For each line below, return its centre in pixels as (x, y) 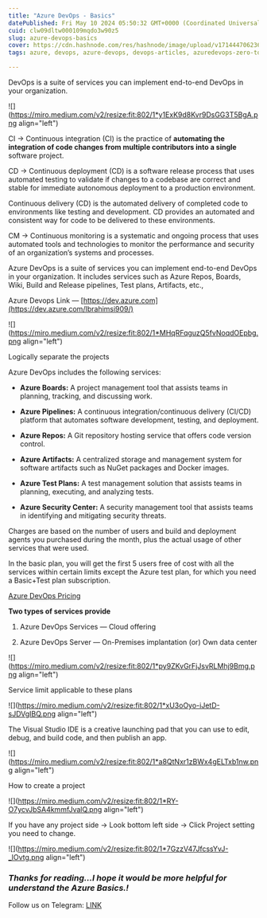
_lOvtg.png (26, 857)
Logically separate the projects (59, 357)
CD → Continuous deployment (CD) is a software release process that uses (132, 171)
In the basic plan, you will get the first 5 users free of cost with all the (121, 563)
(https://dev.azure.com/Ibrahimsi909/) (71, 309)
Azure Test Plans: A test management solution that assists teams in (131, 483)
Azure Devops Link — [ (46, 300)
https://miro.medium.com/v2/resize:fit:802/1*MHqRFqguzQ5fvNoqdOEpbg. (135, 333)
